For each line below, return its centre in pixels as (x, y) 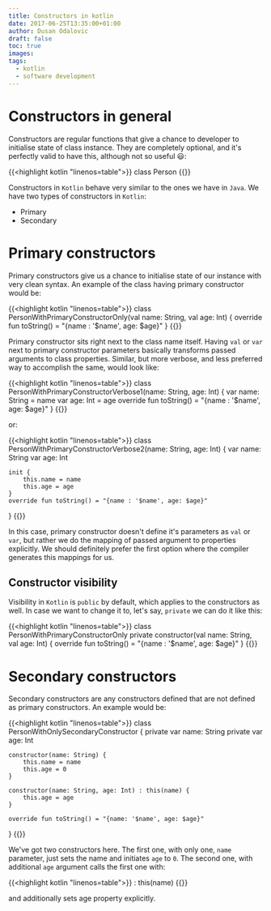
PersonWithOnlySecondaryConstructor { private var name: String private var (135, 732)
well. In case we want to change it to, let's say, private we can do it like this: (135, 611)
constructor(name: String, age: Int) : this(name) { (99, 791)
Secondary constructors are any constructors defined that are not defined (132, 699)
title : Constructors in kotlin (61, 16)
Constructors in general (90, 116)
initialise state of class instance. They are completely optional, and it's (125, 148)
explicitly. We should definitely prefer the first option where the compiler (129, 549)
